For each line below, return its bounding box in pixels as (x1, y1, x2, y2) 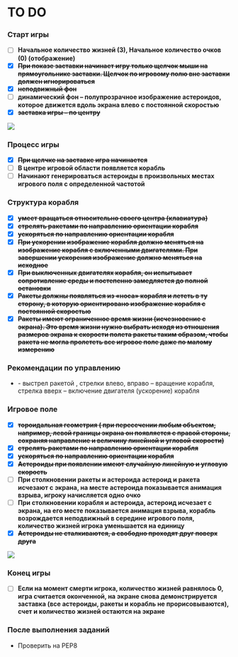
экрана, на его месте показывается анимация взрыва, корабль (17, 506, 216, 515)
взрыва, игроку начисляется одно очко (17, 491, 141, 499)
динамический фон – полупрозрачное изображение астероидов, (17, 92, 222, 101)
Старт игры (7, 30, 50, 40)
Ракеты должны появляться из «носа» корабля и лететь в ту (17, 291, 208, 300)
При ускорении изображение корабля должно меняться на (17, 237, 204, 246)
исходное (17, 261, 48, 269)
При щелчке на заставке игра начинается (17, 156, 148, 164)
